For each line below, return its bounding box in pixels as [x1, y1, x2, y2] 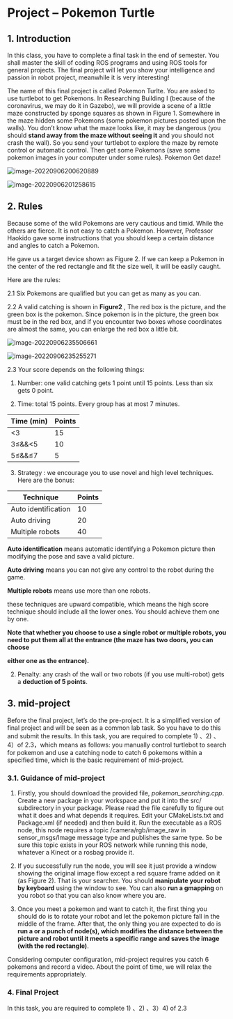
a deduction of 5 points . [17, 677, 88, 685]
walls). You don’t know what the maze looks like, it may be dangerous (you [7, 124, 221, 132]
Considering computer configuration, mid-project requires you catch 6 [7, 955, 209, 963]
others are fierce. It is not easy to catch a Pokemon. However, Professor [7, 226, 214, 235]
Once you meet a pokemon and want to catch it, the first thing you [17, 904, 207, 913]
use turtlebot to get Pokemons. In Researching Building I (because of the [7, 94, 216, 102]
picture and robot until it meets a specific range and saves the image [17, 934, 220, 942]
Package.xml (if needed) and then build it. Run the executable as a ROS [17, 818, 223, 827]
